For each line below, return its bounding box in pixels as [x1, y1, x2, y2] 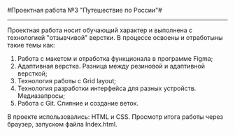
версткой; [17, 69, 48, 78]
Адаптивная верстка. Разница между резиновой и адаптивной [17, 62, 205, 70]
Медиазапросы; [17, 92, 65, 100]
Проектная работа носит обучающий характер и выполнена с [7, 26, 193, 34]
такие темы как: [7, 41, 55, 49]
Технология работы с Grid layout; [17, 77, 117, 85]
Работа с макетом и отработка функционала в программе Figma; [17, 55, 213, 62]
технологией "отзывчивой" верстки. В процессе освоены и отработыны [7, 34, 223, 41]
